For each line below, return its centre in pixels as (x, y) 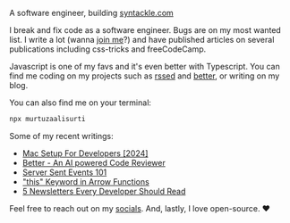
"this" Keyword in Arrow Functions (85, 181)
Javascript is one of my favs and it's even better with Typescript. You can (145, 66)
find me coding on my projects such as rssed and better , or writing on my (145, 76)
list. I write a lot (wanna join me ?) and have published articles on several (142, 40)
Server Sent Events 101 (64, 172)
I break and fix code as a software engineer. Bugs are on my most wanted (145, 30)
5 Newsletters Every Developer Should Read (104, 191)
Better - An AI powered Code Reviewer (94, 162)
